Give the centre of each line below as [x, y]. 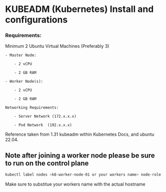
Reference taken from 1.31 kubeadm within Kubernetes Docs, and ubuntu [80, 134]
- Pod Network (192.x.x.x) [43, 125]
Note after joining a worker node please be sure [80, 155]
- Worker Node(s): [24, 82]
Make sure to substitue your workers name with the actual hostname [75, 184]
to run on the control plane [47, 163]
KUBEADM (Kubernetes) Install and [80, 9]
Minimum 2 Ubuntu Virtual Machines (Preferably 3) [57, 46]
